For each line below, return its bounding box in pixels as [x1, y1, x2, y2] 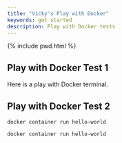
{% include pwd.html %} [7, 42, 77, 50]
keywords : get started [7, 17, 72, 23]
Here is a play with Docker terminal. [7, 80, 108, 88]
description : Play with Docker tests [7, 23, 116, 30]
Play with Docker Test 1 [7, 61, 109, 73]
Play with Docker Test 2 [7, 100, 110, 112]
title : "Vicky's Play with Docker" [7, 10, 110, 17]
